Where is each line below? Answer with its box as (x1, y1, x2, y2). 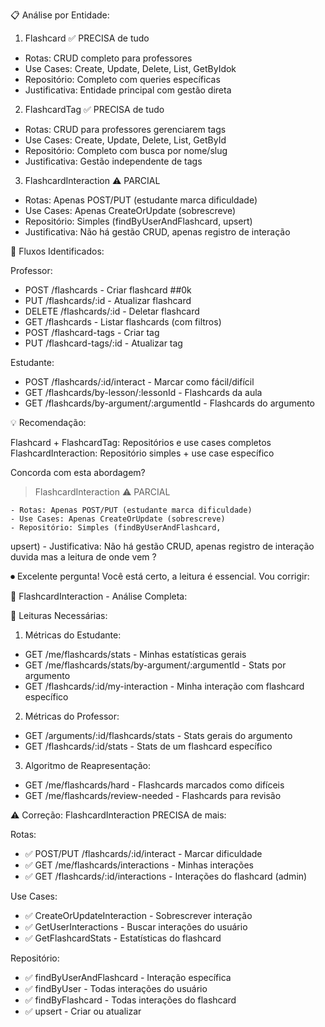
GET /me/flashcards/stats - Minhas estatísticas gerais (24, 649, 247, 660)
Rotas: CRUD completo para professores (24, 52, 193, 64)
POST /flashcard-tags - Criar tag (24, 327, 160, 338)
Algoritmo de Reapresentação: (24, 760, 151, 771)
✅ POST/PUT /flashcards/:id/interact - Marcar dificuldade (24, 848, 263, 859)
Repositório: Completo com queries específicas (24, 74, 221, 85)
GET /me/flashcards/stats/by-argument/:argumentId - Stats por (24, 659, 287, 671)
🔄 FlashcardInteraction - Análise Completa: (10, 590, 188, 602)
